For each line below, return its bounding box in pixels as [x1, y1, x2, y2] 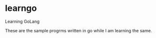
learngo [5, 3, 37, 14]
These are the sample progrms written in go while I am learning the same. [5, 28, 152, 33]
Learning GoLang [5, 19, 40, 24]
